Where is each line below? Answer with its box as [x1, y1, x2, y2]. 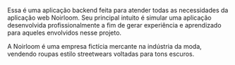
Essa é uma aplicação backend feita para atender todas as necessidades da [7, 6, 229, 14]
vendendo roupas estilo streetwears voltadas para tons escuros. [7, 49, 195, 58]
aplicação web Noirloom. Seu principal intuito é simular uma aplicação [7, 13, 212, 22]
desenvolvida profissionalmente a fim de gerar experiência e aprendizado [7, 21, 222, 29]
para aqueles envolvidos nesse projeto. [7, 28, 122, 37]
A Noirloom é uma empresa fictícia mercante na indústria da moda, [7, 42, 203, 50]
